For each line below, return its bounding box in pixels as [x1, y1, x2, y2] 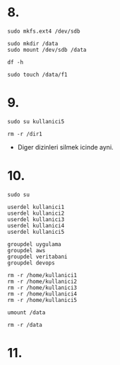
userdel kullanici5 [7, 228, 65, 235]
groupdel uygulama [7, 240, 61, 248]
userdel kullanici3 [7, 215, 65, 223]
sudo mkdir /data [7, 40, 59, 47]
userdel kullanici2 [7, 210, 65, 217]
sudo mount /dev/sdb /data [7, 46, 87, 53]
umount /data [7, 309, 46, 316]
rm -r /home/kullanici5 [7, 296, 78, 303]
